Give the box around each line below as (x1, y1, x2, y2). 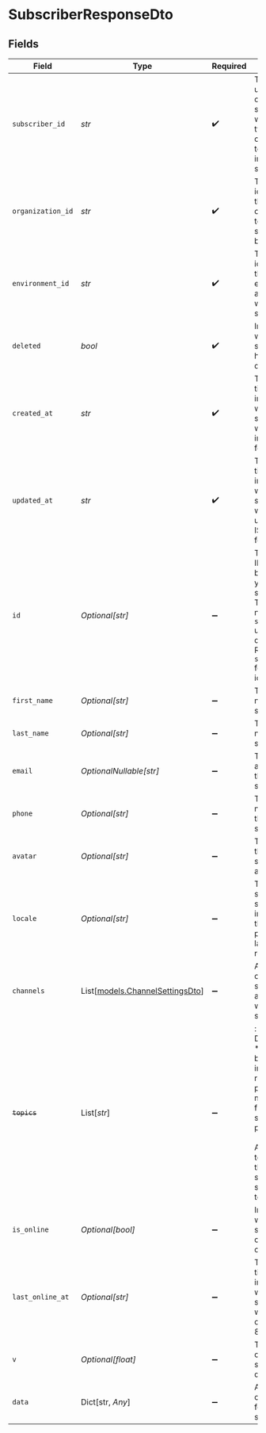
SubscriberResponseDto (8, 6, 174, 24)
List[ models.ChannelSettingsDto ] (80, 985, 204, 996)
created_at (12, 409, 53, 418)
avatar (12, 852, 37, 861)
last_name (12, 729, 49, 738)
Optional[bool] (80, 1225, 136, 1235)
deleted (12, 342, 41, 350)
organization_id (12, 207, 74, 216)
